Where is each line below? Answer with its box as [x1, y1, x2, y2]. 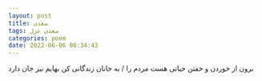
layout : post [8, 11, 52, 20]
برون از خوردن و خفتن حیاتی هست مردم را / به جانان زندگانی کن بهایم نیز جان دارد [8, 63, 254, 73]
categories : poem [8, 34, 67, 43]
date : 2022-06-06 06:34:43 [8, 42, 99, 50]
